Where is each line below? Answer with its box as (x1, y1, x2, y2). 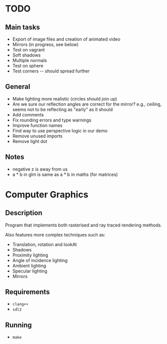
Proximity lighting (12, 252, 48, 258)
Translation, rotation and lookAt (12, 241, 77, 247)
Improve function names (12, 122, 63, 128)
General (5, 82, 31, 91)
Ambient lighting (12, 262, 46, 268)
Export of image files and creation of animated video (12, 36, 121, 42)
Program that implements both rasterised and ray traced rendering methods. (5, 222, 162, 228)
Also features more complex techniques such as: (5, 231, 106, 237)
